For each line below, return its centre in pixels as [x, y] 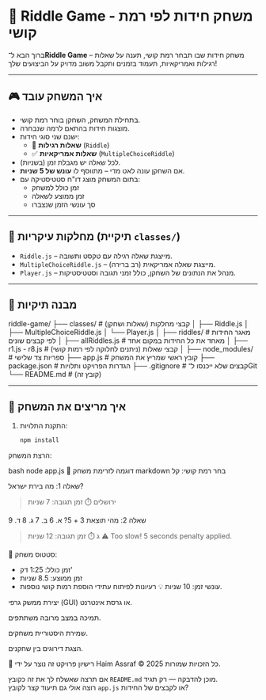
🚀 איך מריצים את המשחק [67, 407]
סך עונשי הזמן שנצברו [63, 204]
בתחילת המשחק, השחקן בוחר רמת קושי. [80, 120]
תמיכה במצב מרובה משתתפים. [55, 618]
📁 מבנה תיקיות [43, 304]
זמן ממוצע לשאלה [58, 196]
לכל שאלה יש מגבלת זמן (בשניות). [70, 162]
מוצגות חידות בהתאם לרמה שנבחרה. [74, 128]
